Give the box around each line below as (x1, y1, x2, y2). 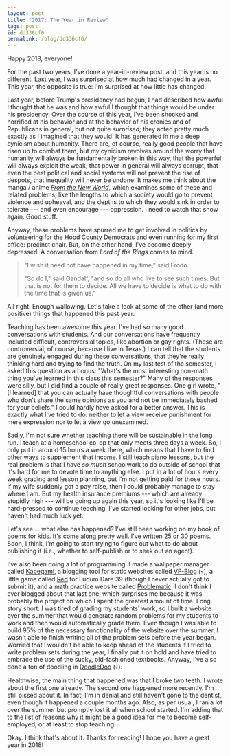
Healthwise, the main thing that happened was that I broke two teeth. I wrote (7, 676, 223, 685)
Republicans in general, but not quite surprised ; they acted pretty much (7, 125, 209, 133)
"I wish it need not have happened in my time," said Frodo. (23, 261, 189, 269)
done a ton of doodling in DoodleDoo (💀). (7, 663, 123, 671)
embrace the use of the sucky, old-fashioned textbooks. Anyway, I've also (7, 656, 217, 664)
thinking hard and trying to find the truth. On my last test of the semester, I (7, 359, 217, 368)
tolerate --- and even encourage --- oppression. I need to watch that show (7, 205, 218, 214)
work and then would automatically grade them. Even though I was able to (7, 619, 217, 627)
